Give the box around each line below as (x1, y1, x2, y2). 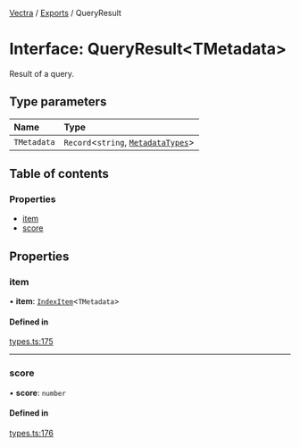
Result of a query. (9, 68, 74, 79)
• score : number (9, 387, 67, 398)
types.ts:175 (9, 336, 54, 347)
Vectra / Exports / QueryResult (9, 8, 122, 18)
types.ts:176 (9, 427, 54, 438)
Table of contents (9, 166, 109, 181)
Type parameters (9, 94, 107, 110)
